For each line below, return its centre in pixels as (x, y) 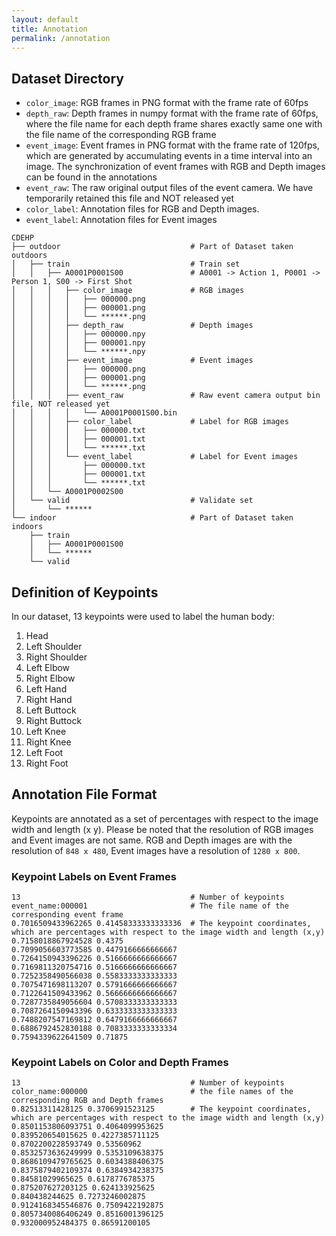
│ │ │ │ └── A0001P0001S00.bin (94, 413)
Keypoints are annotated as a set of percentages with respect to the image (165, 818)
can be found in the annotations (91, 177)
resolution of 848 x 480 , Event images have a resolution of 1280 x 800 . (156, 850)
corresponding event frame (67, 915)
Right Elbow (50, 678)
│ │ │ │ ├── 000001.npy (78, 343)
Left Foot (44, 752)
